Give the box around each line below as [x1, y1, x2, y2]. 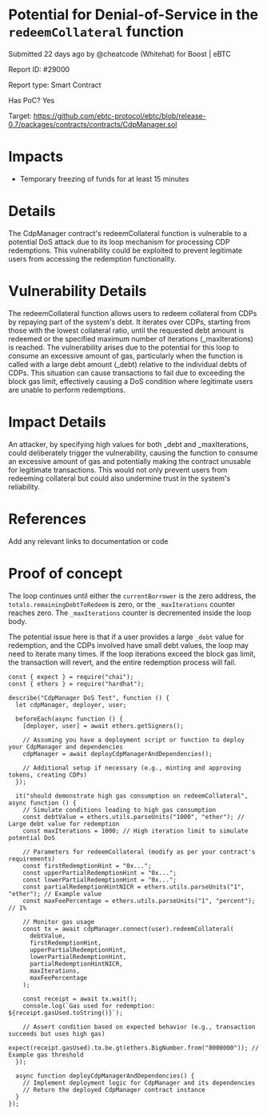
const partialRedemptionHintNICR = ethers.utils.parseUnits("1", [22, 882, 245, 891]
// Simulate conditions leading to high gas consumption [22, 805, 217, 813]
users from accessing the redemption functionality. [8, 254, 177, 263]
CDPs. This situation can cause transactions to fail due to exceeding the [8, 368, 245, 378]
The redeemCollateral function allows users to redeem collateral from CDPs [8, 308, 257, 318]
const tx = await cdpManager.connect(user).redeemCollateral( [22, 925, 234, 933]
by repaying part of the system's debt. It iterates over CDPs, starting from [8, 317, 250, 326]
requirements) [8, 854, 56, 863]
